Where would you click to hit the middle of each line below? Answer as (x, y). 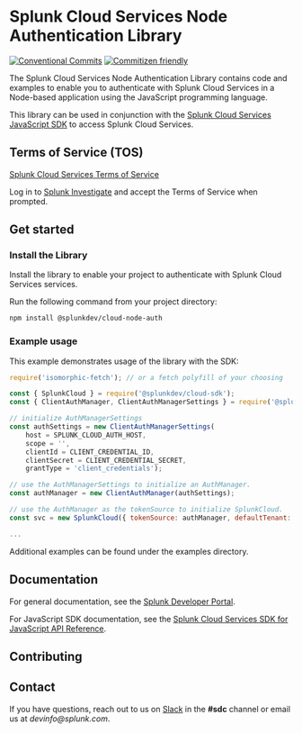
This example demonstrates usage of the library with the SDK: (124, 361)
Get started (42, 230)
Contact (32, 688)
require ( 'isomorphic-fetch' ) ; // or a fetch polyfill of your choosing (146, 377)
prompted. (29, 201)
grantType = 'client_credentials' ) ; (94, 469)
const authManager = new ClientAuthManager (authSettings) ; (122, 493)
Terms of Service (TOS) (76, 153)
